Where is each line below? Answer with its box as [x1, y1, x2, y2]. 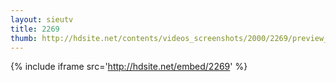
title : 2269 [10, 24, 60, 34]
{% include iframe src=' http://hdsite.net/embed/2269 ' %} [10, 61, 248, 73]
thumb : [10, 33, 38, 43]
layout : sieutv [10, 14, 74, 25]
